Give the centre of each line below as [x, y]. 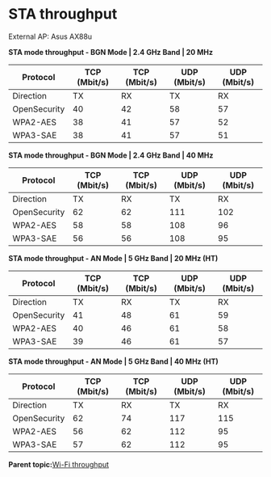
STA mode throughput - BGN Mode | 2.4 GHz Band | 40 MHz [111, 155]
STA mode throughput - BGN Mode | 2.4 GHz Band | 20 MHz [111, 52]
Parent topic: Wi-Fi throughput [59, 464]
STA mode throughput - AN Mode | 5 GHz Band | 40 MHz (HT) [114, 361]
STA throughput [63, 14]
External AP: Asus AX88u [50, 36]
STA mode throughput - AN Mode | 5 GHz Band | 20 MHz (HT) [113, 258]
